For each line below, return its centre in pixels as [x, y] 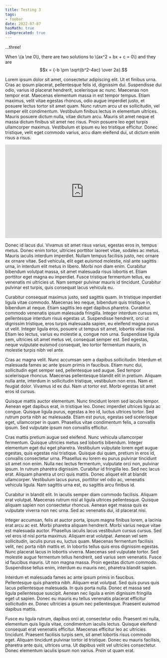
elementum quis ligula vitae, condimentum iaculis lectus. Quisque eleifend [81, 624]
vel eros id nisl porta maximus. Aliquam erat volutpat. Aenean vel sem [77, 536]
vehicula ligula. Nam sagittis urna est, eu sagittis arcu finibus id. [70, 485]
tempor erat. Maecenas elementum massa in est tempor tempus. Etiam [78, 95]
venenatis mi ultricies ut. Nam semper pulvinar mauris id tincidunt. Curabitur [83, 282]
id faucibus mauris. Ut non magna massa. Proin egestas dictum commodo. [81, 562]
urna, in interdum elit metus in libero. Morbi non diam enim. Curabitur [76, 266]
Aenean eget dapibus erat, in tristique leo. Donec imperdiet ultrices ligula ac [83, 406]
